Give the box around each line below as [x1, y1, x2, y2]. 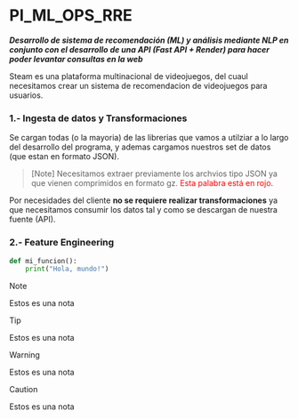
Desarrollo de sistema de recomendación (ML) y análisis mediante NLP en [9, 35, 289, 45]
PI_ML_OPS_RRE [9, 5, 133, 26]
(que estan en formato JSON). [9, 151, 120, 162]
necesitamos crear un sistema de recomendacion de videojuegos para [9, 80, 268, 91]
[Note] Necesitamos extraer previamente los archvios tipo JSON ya [30, 168, 278, 179]
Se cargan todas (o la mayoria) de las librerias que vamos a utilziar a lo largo [9, 133, 289, 143]
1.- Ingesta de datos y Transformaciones [9, 112, 188, 125]
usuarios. [9, 90, 44, 101]
